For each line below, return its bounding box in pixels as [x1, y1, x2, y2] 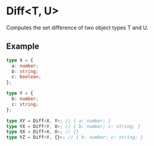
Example [6, 41, 40, 51]
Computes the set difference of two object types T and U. [6, 24, 149, 31]
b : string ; [11, 68, 39, 74]
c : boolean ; [11, 74, 42, 80]
